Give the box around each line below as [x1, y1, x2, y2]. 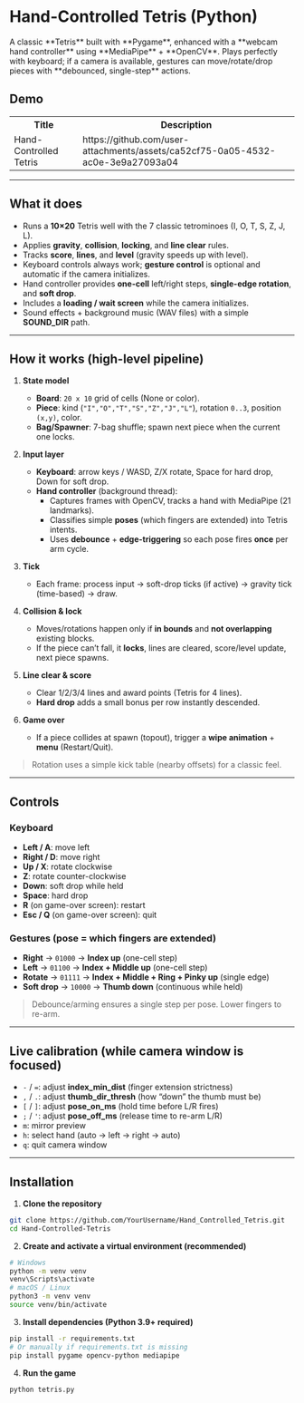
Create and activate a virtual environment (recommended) [22, 1240, 247, 1252]
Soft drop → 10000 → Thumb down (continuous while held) [22, 982, 243, 992]
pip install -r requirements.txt [9, 1334, 136, 1343]
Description [160, 118, 213, 131]
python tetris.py [9, 1385, 75, 1394]
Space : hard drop [22, 890, 89, 901]
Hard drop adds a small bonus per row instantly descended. [35, 697, 261, 708]
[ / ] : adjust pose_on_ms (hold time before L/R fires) [22, 1101, 219, 1112]
